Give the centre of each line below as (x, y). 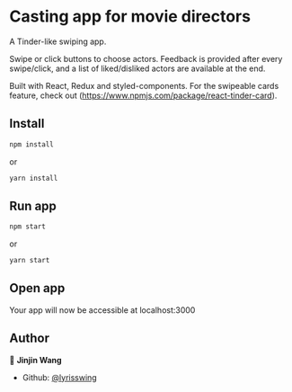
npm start (28, 227)
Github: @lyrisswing (59, 377)
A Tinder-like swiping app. (58, 41)
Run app (33, 205)
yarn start (30, 261)
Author (29, 339)
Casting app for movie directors (130, 17)
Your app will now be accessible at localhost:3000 (102, 310)
